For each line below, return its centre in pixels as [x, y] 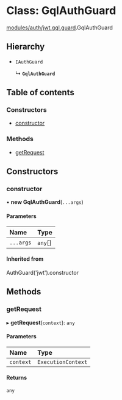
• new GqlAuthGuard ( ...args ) [45, 202]
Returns [17, 378]
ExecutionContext [63, 362]
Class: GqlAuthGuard [61, 11]
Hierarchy [26, 47]
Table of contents [40, 93]
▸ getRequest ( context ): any [41, 322]
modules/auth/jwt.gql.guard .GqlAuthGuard [59, 27]
